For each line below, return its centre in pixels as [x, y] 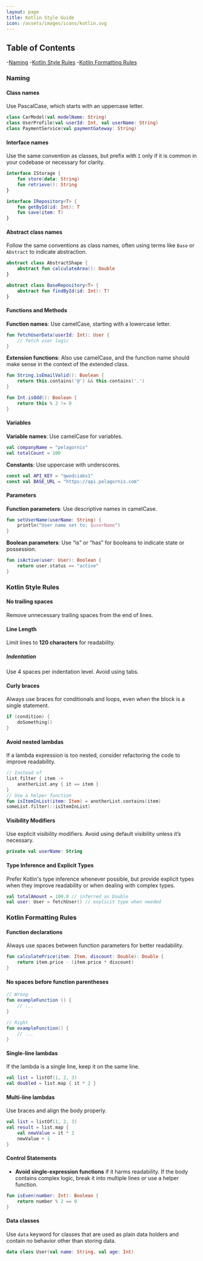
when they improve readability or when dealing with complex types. [91, 885]
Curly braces [23, 685]
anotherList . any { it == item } [58, 784]
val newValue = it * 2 [46, 1133]
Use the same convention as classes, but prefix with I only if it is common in [101, 156]
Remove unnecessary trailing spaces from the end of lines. [80, 615]
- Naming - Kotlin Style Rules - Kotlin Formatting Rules [72, 63]
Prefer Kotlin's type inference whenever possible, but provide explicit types [100, 879]
